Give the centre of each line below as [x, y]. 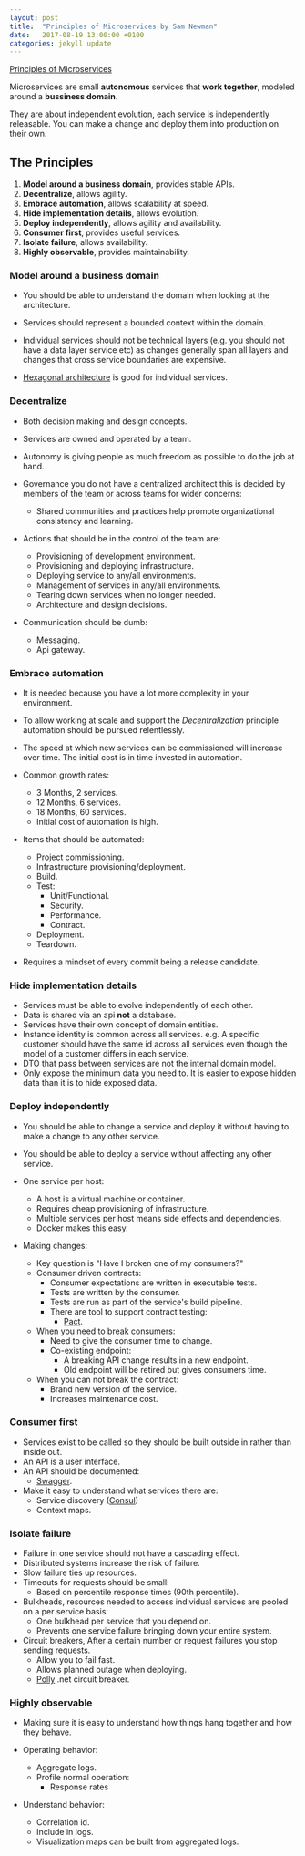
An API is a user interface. [71, 1461]
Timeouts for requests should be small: [96, 1583]
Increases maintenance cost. [104, 1398]
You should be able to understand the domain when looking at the [146, 295]
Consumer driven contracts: [89, 1273]
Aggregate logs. [66, 1768]
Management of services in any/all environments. [128, 585]
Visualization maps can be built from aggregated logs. [137, 1841]
